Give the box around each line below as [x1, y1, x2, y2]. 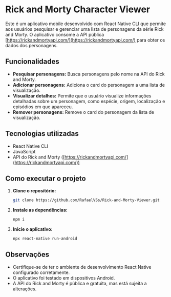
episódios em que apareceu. [12, 104, 73, 110]
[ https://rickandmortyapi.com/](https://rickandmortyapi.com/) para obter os [5, 37, 165, 43]
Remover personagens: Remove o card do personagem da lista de [12, 109, 155, 115]
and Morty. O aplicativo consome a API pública [5, 31, 104, 37]
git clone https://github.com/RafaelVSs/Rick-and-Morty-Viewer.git [12, 197, 160, 203]
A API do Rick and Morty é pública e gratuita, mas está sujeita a [12, 280, 147, 286]
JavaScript [12, 148, 36, 154]
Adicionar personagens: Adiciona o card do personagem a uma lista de [12, 82, 165, 88]
